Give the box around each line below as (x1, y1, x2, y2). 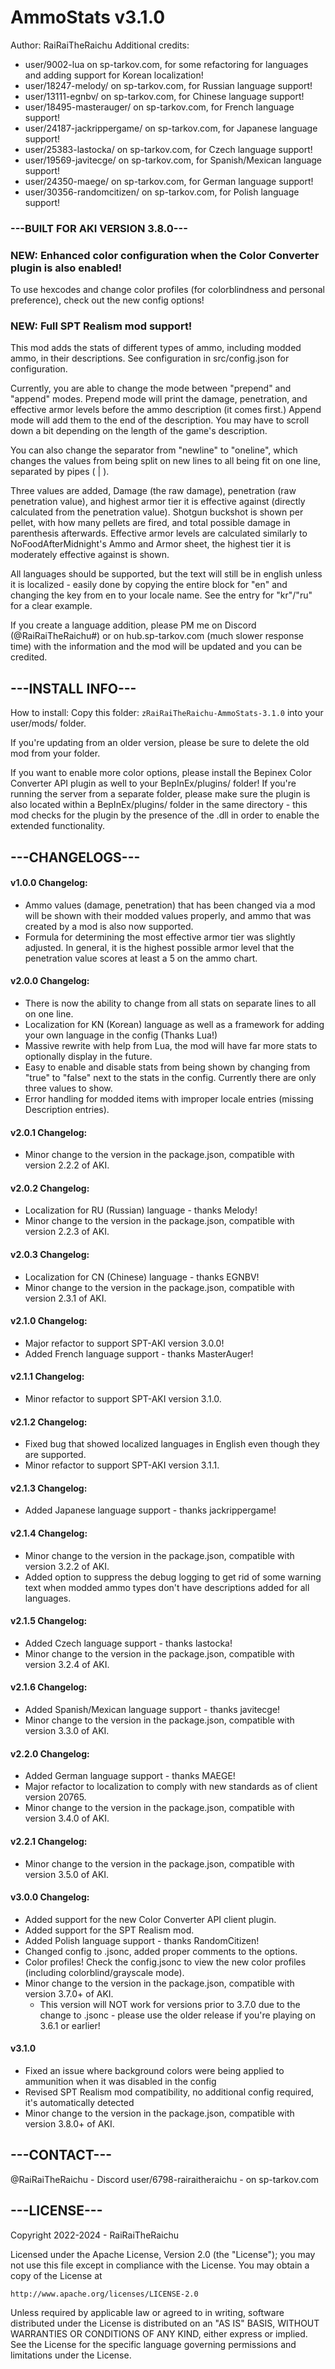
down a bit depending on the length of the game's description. (10, 425, 268, 437)
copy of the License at (10, 2269, 103, 2281)
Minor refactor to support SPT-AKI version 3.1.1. (24, 1459, 220, 1471)
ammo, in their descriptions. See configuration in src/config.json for (10, 352, 290, 365)
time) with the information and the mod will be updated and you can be (10, 641, 303, 653)
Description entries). (24, 1104, 110, 1116)
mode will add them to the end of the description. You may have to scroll (10, 414, 310, 426)
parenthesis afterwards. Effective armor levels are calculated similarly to (10, 527, 308, 540)
